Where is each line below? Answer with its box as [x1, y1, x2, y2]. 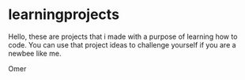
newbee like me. [8, 48, 62, 58]
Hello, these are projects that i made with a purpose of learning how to [8, 32, 238, 41]
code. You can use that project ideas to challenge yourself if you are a [8, 40, 236, 49]
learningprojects [8, 6, 120, 24]
